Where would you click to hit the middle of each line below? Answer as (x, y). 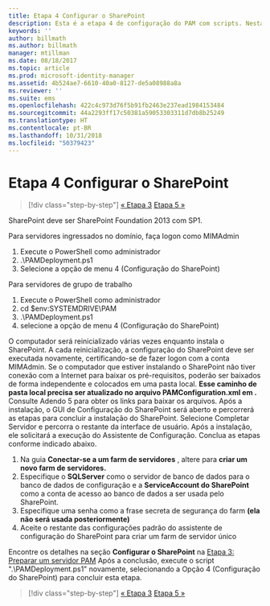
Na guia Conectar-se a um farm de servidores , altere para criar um (133, 460)
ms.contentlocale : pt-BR (50, 128)
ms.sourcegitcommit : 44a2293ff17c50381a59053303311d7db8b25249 (117, 113)
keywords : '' (30, 31)
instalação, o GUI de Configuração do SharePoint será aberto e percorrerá (131, 410)
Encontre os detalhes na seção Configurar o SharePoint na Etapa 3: (121, 552)
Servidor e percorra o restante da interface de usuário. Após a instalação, (130, 427)
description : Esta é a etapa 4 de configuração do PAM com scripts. (125, 23)
